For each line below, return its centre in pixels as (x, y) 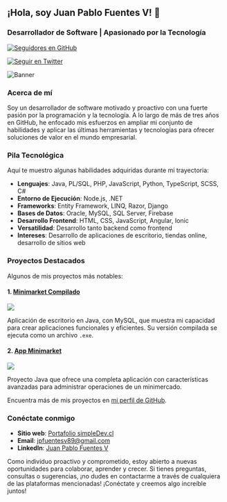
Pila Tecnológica (36, 155)
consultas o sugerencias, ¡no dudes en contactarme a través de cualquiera (114, 476)
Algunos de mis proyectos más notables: (65, 276)
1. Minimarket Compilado (44, 292)
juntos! (17, 491)
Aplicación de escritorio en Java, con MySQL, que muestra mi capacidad (111, 320)
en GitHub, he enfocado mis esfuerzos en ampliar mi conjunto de (100, 122)
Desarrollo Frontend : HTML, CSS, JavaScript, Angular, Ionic (103, 221)
